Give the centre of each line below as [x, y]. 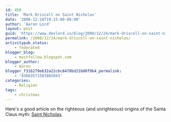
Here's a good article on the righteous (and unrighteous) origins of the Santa [85, 109]
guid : [11, 33]
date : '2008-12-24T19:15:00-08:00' [43, 19]
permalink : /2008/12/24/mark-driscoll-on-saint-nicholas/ [68, 38]
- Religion [26, 85]
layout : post [19, 29]
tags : [11, 90]
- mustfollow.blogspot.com [43, 57]
